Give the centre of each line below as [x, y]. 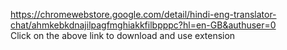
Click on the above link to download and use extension [123, 35]
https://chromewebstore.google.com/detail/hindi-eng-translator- [143, 14]
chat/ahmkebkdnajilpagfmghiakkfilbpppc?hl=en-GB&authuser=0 [143, 25]
